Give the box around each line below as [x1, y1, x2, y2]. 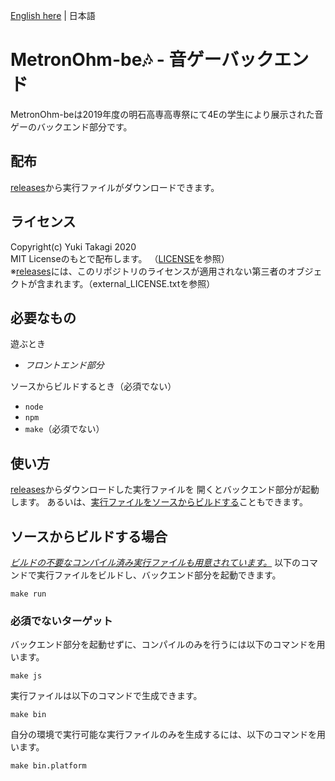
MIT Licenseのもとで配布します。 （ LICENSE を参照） [10, 252, 230, 264]
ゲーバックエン [186, 49, 310, 71]
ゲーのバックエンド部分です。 [10, 120, 133, 133]
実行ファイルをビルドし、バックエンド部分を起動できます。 [36, 569, 282, 581]
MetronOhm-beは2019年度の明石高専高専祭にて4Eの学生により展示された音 [10, 108, 324, 120]
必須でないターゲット [10, 614, 113, 628]
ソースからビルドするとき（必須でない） [10, 380, 177, 393]
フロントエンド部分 [24, 359, 105, 371]
